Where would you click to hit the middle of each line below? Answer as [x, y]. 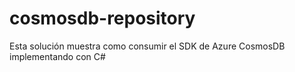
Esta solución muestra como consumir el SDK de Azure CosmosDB [147, 46]
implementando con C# [57, 56]
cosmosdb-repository [102, 18]
